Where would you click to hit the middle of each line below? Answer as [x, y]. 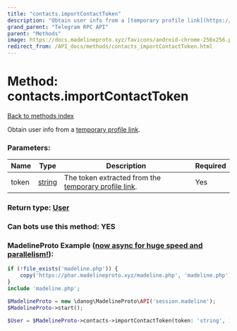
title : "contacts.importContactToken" [64, 14]
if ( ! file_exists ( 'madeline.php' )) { [63, 269]
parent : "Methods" [34, 33]
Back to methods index [41, 115]
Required [211, 166]
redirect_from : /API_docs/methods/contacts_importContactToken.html [110, 46]
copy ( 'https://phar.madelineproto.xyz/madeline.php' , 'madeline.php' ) [126, 275]
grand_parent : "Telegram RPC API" [58, 27]
